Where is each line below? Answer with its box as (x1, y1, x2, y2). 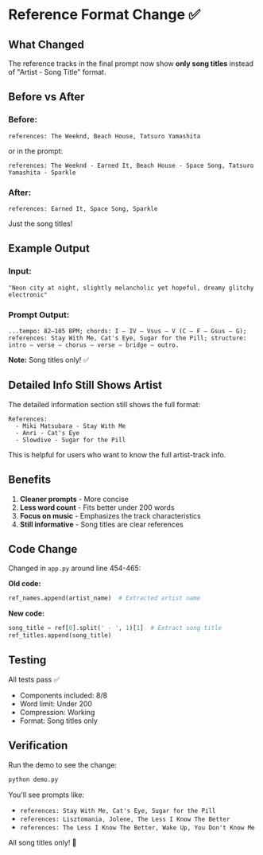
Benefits (8, 473, 52, 487)
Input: (8, 266, 32, 277)
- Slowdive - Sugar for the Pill (15, 436, 126, 444)
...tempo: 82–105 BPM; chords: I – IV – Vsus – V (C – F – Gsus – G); (8, 327, 247, 335)
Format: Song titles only (19, 716, 98, 725)
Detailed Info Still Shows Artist (8, 379, 163, 392)
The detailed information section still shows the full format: (8, 399, 201, 409)
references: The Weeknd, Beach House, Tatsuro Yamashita (8, 132, 201, 140)
